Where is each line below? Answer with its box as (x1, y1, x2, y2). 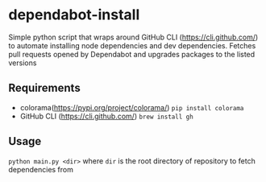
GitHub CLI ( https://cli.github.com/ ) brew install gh (19, 111, 193, 121)
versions (8, 58, 37, 68)
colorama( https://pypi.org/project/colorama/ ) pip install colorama (19, 102, 244, 112)
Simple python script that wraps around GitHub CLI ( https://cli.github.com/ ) (8, 32, 259, 42)
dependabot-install (8, 6, 140, 24)
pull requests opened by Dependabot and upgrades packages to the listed (8, 49, 256, 59)
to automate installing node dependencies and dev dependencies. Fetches (8, 40, 256, 50)
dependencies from (8, 164, 74, 174)
